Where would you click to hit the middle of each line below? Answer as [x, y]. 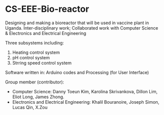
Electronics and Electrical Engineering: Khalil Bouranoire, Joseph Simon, [86, 102]
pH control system [31, 57]
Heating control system [36, 52]
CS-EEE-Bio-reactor [47, 9]
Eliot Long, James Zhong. [38, 97]
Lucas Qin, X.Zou [30, 107]
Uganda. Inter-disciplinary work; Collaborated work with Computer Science [82, 28]
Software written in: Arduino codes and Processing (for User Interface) [77, 72]
